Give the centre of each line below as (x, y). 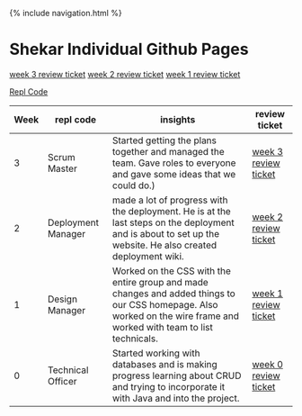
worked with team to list (162, 327)
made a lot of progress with (170, 200)
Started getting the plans (164, 140)
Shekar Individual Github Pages (129, 50)
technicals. (135, 339)
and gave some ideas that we (174, 174)
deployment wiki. (148, 256)
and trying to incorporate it (169, 386)
